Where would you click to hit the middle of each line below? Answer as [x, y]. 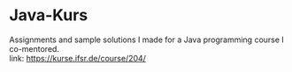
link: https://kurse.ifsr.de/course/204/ [77, 58]
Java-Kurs [49, 15]
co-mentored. [35, 48]
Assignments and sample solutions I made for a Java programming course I [147, 40]
